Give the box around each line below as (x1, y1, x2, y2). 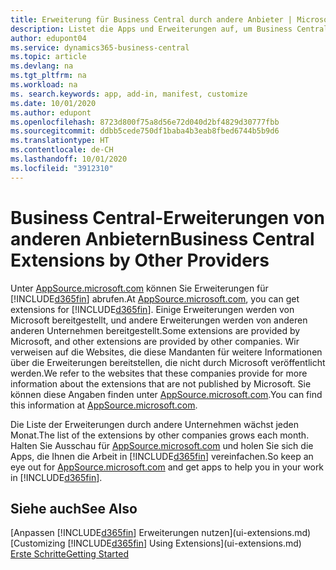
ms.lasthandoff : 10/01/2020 (10, 154, 128, 164)
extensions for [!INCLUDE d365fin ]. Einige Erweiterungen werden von (10, 303, 295, 315)
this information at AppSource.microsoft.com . (10, 399, 198, 411)
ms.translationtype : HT (10, 136, 110, 146)
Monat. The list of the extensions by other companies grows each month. (10, 429, 310, 441)
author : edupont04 (10, 33, 87, 43)
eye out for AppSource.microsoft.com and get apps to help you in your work (10, 461, 325, 473)
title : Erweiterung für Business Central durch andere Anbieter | (10, 14, 293, 25)
